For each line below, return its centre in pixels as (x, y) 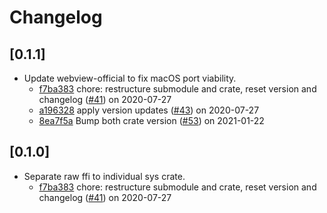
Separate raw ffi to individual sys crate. (104, 176)
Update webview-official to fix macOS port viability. (130, 78)
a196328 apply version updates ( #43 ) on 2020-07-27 (149, 110)
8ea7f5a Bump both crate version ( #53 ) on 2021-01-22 (151, 120)
